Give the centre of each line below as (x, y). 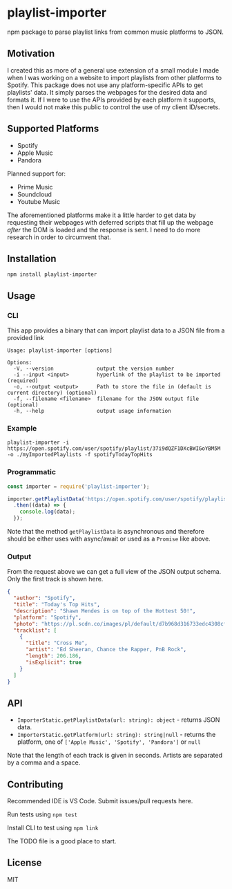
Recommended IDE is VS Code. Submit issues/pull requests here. (100, 801)
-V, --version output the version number (94, 369)
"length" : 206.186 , (53, 656)
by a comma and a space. (44, 762)
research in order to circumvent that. (59, 237)
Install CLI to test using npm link (53, 828)
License (25, 863)
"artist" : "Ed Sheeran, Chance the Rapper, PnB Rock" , (106, 650)
